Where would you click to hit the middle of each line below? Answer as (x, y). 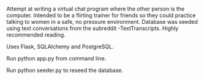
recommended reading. (36, 35)
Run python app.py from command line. (56, 58)
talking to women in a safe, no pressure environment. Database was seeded (102, 22)
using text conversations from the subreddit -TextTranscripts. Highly (93, 28)
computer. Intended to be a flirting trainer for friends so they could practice (101, 15)
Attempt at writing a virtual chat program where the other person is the (96, 9)
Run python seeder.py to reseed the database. (65, 70)
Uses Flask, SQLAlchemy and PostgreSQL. (60, 46)
